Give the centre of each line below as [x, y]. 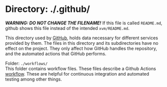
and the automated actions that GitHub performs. [56, 54]
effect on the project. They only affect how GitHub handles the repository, [81, 48]
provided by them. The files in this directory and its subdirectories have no [82, 43]
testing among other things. [34, 79]
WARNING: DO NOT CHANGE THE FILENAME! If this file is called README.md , [84, 23]
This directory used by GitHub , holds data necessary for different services [82, 38]
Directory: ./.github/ [47, 9]
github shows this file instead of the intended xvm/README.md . [67, 28]
